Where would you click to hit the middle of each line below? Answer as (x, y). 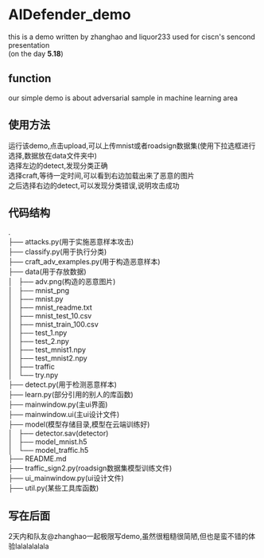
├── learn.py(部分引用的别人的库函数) (71, 395)
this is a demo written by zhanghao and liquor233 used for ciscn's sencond (132, 37)
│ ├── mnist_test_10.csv (50, 316)
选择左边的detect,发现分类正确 (58, 166)
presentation (29, 45)
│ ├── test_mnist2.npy (48, 358)
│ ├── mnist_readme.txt (50, 307)
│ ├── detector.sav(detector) (58, 433)
